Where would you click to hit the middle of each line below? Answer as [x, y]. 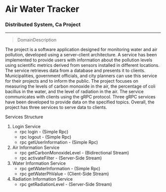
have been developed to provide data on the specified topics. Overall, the [80, 102]
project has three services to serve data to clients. [56, 107]
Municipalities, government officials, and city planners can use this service [81, 76]
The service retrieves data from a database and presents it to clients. [75, 71]
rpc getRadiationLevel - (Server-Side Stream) [66, 185]
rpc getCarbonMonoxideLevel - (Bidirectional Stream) [74, 153]
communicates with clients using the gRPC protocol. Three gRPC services [80, 97]
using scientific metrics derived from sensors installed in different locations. [82, 65]
